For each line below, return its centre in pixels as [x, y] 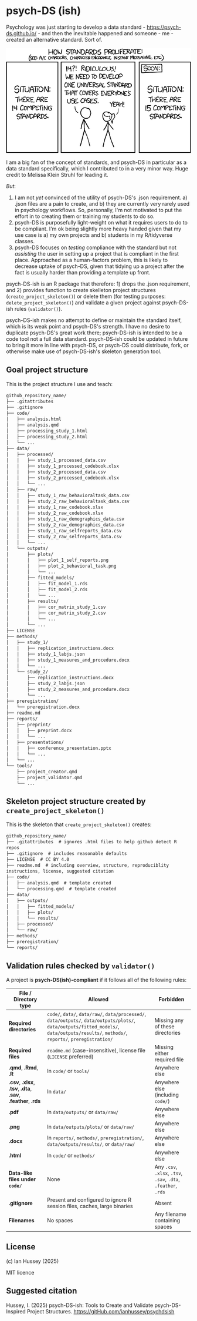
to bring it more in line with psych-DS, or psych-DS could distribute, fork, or [97, 345]
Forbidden [171, 999]
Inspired [16, 1311]
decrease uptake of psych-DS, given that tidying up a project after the [99, 266]
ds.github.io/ [21, 33]
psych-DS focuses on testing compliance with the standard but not [96, 247]
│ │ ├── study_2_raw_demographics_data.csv [65, 525]
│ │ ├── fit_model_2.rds [47, 589]
